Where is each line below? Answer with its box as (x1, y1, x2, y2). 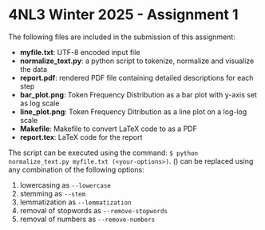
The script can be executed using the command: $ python (8, 148, 198, 157)
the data (19, 64, 48, 73)
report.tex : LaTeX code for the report (19, 132, 143, 141)
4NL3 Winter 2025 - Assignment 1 (8, 6, 239, 24)
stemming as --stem (19, 188, 86, 198)
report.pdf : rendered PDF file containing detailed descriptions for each (19, 73, 254, 82)
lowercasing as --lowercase (19, 180, 112, 189)
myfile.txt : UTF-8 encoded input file (19, 47, 140, 57)
